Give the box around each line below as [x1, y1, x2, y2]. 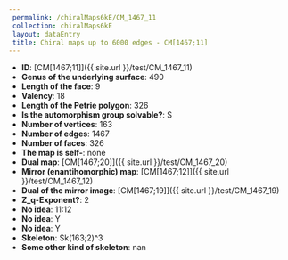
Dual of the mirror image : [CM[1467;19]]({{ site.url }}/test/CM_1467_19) [21, 185, 280, 196]
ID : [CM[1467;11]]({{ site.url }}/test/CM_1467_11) [21, 62, 193, 73]
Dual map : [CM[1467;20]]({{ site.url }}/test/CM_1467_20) [21, 157, 228, 167]
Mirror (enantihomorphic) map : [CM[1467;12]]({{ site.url [21, 167, 229, 177]
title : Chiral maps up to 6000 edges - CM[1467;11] [12, 37, 209, 47]
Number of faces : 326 [21, 138, 104, 149]
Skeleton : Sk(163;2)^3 [21, 232, 103, 243]
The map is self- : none [21, 148, 106, 158]
